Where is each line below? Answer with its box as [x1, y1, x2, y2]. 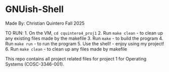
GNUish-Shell [5, 4, 64, 15]
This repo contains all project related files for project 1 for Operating [5, 55, 147, 61]
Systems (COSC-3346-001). [5, 61, 64, 67]
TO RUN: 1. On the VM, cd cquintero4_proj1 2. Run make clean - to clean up [5, 30, 163, 36]
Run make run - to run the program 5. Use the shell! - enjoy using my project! [5, 40, 164, 46]
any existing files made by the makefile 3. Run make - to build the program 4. [5, 35, 163, 41]
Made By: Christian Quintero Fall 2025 [5, 20, 85, 26]
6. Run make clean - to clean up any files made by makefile [5, 46, 128, 52]
